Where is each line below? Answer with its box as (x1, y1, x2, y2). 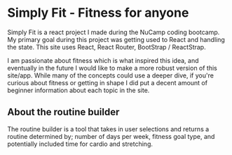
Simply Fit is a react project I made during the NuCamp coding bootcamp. (7, 28, 220, 36)
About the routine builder (7, 106, 120, 118)
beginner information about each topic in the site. (7, 86, 150, 94)
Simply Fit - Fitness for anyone (7, 5, 189, 21)
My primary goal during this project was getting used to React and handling (7, 35, 226, 43)
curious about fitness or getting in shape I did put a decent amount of (7, 78, 208, 87)
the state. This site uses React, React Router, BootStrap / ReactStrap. (7, 43, 206, 51)
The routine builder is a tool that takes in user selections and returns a (7, 124, 210, 133)
